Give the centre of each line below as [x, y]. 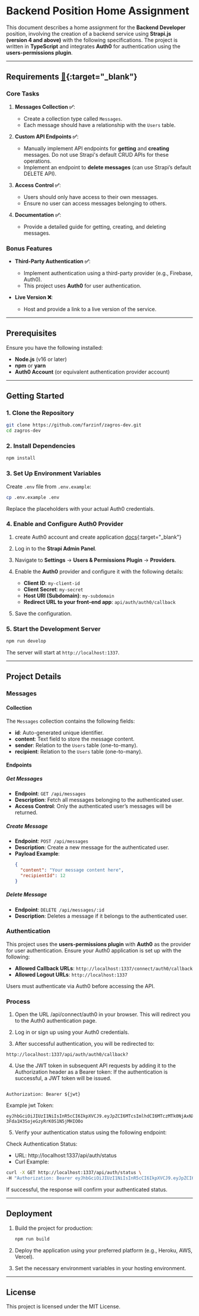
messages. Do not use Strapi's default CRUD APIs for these [96, 154]
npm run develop [26, 641]
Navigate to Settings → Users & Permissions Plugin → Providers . [95, 560]
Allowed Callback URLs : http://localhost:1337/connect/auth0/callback [104, 968]
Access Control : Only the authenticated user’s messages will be [93, 806]
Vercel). [24, 1257]
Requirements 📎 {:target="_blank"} [72, 77]
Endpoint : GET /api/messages [50, 793]
